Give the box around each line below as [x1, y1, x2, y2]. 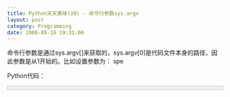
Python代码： [7, 72, 46, 80]
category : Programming [7, 23, 72, 29]
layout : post [7, 16, 44, 23]
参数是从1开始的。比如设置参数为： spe [12, 57, 124, 66]
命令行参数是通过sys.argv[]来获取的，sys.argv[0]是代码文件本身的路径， [7, 48, 212, 57]
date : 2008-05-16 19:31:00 [7, 29, 84, 36]
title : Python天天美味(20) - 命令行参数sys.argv [7, 10, 139, 17]
